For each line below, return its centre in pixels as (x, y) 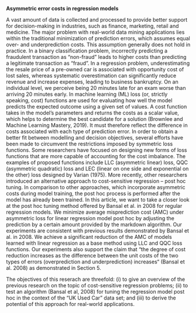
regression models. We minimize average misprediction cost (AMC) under (95, 212)
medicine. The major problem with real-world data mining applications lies (95, 32)
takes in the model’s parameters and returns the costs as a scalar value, (93, 113)
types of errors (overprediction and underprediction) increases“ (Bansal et (96, 262)
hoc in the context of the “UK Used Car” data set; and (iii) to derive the (91, 298)
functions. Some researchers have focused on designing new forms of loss (97, 150)
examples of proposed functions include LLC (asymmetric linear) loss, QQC (97, 162)
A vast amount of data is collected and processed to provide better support (97, 20)
